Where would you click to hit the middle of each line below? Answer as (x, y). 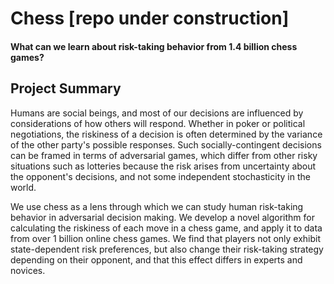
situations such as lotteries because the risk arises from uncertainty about (163, 166)
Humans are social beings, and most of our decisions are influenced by (157, 113)
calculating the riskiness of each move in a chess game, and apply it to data (166, 228)
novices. (28, 270)
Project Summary (66, 88)
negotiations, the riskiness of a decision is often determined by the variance (166, 134)
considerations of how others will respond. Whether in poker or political (158, 123)
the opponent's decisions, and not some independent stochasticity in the (160, 176)
